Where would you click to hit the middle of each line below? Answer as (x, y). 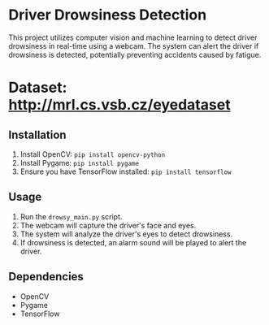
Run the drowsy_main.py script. (71, 216)
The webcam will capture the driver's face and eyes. (108, 225)
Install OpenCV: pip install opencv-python (93, 154)
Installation (37, 134)
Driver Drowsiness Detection (108, 15)
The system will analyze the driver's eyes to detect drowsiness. (126, 234)
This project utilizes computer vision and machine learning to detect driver (133, 37)
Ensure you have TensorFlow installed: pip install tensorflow (126, 171)
